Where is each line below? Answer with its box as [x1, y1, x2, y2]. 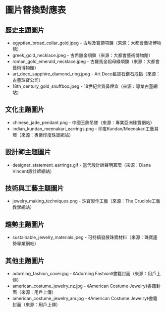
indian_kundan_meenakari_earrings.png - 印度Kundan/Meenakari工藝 [12, 125, 155, 131]
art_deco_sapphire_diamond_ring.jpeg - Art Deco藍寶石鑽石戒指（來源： [12, 71, 161, 77]
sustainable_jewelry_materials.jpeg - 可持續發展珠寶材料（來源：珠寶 [12, 234, 154, 241]
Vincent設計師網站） [12, 168, 55, 174]
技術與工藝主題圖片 [5, 184, 64, 192]
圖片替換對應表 [5, 4, 66, 16]
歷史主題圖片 [5, 26, 45, 34]
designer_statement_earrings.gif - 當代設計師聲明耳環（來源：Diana [12, 162, 151, 168]
